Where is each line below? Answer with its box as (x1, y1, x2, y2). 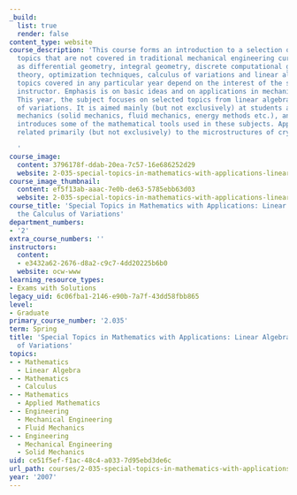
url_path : (9, 465, 46, 474)
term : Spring (9, 324, 57, 334)
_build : (9, 12, 38, 22)
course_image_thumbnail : (9, 177, 101, 186)
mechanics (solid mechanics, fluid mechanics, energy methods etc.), (17, 111, 278, 120)
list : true (17, 21, 57, 30)
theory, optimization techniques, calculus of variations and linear (17, 71, 278, 80)
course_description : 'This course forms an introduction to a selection (9, 46, 283, 55)
